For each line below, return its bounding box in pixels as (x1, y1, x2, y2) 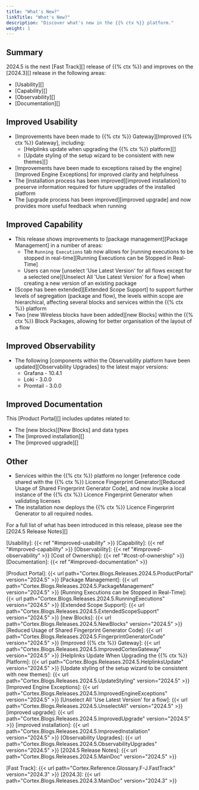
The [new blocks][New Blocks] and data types (14, 426, 129, 434)
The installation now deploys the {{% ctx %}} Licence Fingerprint (14, 503, 175, 511)
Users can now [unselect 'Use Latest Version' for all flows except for (23, 267, 192, 274)
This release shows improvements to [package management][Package (14, 235, 188, 243)
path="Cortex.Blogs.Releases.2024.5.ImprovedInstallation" (6, 728, 150, 735)
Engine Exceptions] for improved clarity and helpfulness (41, 171, 179, 178)
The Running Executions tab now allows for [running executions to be (23, 248, 194, 255)
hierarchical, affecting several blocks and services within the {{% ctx (14, 298, 184, 306)
